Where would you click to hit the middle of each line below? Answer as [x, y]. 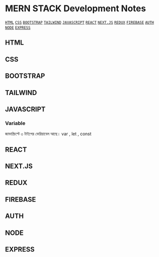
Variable [15, 123]
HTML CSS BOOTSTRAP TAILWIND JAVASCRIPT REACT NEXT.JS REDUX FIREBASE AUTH [79, 23]
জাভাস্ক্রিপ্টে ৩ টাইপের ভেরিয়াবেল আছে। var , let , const [48, 134]
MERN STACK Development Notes [76, 9]
